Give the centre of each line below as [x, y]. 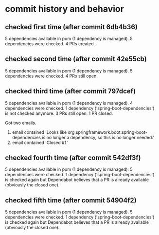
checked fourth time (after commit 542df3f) [73, 158]
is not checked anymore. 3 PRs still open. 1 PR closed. [59, 113]
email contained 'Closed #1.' [40, 143]
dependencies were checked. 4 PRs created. [50, 44]
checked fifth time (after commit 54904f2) [71, 200]
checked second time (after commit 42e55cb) [76, 59]
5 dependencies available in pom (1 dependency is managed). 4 [69, 103]
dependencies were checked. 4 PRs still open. [52, 76]
